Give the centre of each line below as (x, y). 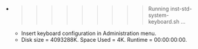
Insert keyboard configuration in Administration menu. (89, 33)
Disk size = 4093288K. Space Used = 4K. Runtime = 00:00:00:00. (104, 40)
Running (159, 9)
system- (158, 15)
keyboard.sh (164, 21)
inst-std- (181, 9)
